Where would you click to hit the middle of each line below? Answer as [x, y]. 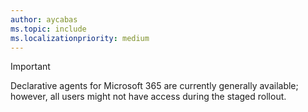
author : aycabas [44, 19]
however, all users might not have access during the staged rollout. [148, 97]
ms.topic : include [48, 29]
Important [30, 67]
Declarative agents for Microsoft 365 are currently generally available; [154, 86]
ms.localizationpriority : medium [80, 38]
